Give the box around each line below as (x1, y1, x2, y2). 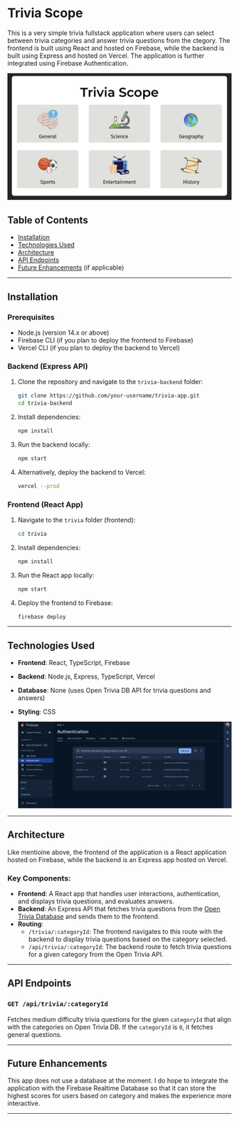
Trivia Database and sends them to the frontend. (17, 912, 160, 920)
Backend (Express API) (7, 361, 88, 371)
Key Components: (7, 873, 71, 883)
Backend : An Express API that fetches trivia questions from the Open (17, 904, 221, 913)
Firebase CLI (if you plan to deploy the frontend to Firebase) (17, 335, 193, 344)
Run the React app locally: (17, 571, 95, 579)
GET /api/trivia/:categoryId (7, 1000, 109, 1008)
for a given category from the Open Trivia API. (28, 950, 164, 958)
